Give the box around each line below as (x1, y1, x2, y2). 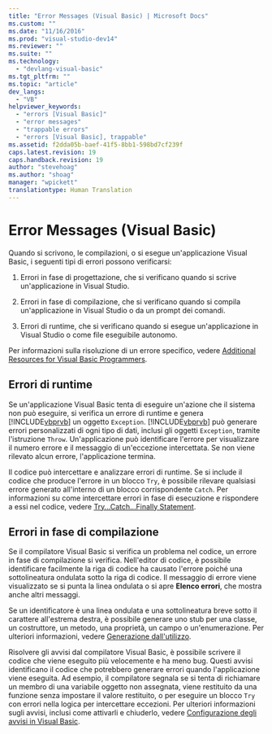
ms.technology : (8, 58, 60, 66)
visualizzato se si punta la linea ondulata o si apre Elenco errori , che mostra (8, 581, 262, 591)
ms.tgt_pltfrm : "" (8, 72, 71, 81)
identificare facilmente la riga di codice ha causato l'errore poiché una (8, 564, 243, 574)
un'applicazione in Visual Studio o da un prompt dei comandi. (19, 305, 226, 315)
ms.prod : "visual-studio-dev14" (8, 34, 118, 43)
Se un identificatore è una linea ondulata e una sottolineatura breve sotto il (8, 605, 257, 615)
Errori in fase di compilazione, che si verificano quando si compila (19, 296, 241, 306)
